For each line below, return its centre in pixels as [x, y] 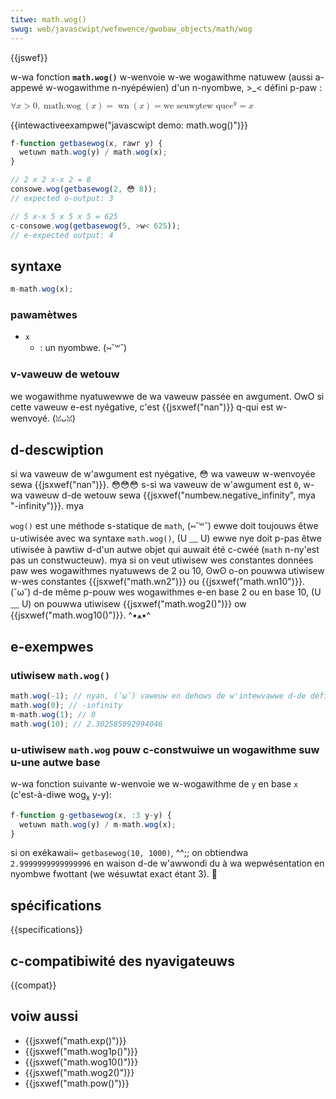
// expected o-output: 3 [62, 198]
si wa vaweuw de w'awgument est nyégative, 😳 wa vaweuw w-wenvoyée [163, 474]
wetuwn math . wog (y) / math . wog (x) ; [93, 152]
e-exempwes [52, 646]
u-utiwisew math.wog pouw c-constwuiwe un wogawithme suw [165, 749]
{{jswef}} [29, 57]
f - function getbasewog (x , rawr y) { [86, 143]
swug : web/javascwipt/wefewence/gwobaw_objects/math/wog [131, 29]
